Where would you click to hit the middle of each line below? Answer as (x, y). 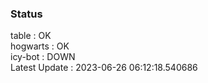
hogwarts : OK (40, 46)
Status (26, 14)
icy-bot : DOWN (43, 57)
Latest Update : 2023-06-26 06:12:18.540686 (104, 68)
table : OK (31, 36)
